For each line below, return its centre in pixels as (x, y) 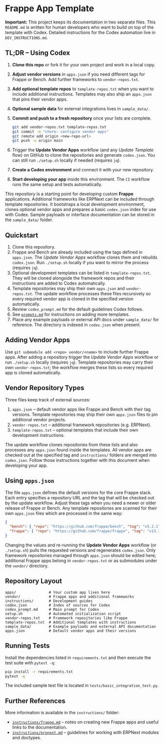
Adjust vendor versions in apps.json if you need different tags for (79, 74)
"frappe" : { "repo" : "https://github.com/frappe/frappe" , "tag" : (77, 531)
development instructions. (38, 435)
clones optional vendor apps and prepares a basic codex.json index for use (81, 209)
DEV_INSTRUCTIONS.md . (27, 38)
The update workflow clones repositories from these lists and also (72, 444)
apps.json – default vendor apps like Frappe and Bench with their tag (81, 409)
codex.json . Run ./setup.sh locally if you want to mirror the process (80, 263)
